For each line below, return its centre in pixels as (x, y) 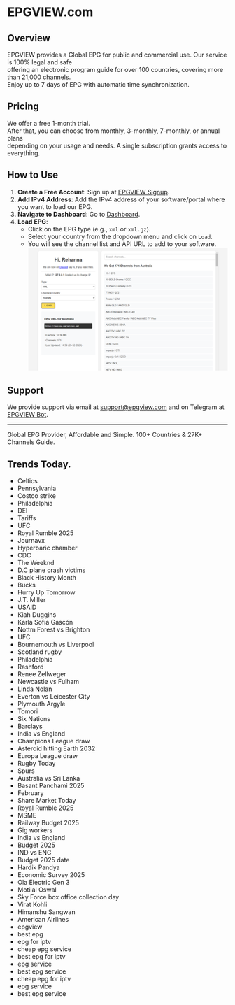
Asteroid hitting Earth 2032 (56, 748)
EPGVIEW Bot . (28, 415)
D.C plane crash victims (51, 570)
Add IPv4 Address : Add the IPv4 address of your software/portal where (121, 199)
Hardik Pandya (39, 867)
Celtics (28, 480)
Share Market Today (47, 800)
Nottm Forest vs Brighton (54, 629)
